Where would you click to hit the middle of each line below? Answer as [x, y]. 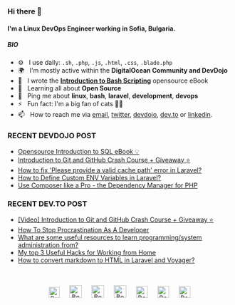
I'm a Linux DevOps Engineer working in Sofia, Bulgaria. [92, 29]
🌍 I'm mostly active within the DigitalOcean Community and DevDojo [122, 71]
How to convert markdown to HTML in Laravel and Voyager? [106, 260]
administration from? [48, 245]
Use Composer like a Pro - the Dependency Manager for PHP [108, 185]
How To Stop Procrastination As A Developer [83, 230]
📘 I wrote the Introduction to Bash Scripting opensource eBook [113, 81]
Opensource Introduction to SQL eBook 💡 [79, 151]
